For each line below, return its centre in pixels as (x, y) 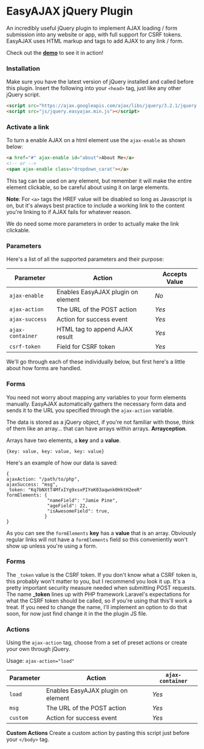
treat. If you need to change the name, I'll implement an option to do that (97, 607)
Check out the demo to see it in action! (55, 52)
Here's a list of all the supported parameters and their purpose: (85, 259)
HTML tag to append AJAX (95, 330)
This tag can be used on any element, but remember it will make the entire (99, 181)
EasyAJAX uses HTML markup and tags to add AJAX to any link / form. (95, 41)
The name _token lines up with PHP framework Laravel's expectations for (98, 594)
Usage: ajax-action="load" (40, 661)
